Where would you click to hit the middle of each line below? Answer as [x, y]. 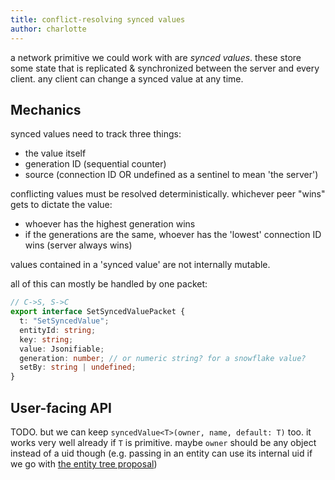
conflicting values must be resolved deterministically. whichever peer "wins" [168, 194]
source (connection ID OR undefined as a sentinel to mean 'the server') [171, 175]
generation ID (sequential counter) [95, 164]
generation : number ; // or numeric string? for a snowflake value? [163, 358]
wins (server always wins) [78, 245]
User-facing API [61, 407]
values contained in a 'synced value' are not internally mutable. [140, 265]
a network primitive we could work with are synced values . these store [156, 57]
